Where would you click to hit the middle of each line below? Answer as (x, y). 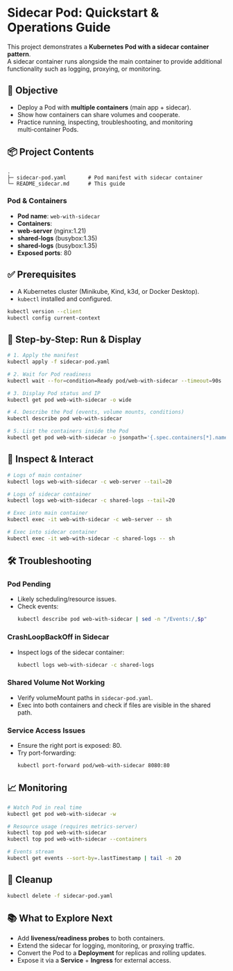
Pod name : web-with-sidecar (59, 216)
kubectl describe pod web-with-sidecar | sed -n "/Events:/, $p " (112, 619)
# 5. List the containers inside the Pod (68, 431)
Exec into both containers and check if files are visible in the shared (114, 705)
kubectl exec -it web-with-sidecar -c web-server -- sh (89, 520)
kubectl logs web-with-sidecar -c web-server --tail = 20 (89, 482)
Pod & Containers (37, 201)
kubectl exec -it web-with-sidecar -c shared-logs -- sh (91, 539)
